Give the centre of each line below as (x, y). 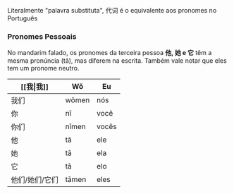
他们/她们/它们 (35, 180)
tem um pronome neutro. (43, 68)
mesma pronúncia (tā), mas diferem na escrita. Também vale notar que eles (117, 61)
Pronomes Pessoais (42, 36)
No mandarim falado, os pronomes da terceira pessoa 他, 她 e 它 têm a (110, 53)
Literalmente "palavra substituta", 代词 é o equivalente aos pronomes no (112, 10)
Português (23, 18)
